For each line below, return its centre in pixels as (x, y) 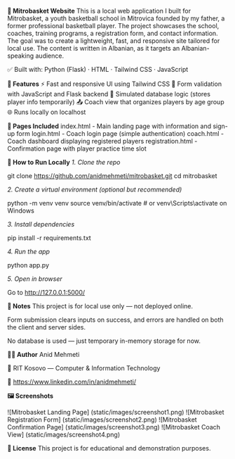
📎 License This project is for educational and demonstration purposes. (109, 448)
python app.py (28, 265)
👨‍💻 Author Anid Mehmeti (43, 354)
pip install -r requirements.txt (49, 238)
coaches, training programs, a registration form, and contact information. (113, 33)
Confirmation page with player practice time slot (77, 149)
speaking (21, 56)
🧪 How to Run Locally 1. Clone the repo (64, 162)
